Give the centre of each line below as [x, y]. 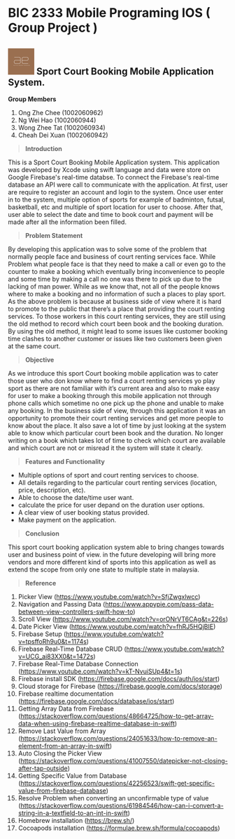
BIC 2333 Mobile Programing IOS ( [109, 13]
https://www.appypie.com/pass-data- [159, 604]
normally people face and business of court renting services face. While [112, 257]
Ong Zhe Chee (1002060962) [60, 113]
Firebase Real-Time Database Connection [78, 664]
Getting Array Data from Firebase [66, 708]
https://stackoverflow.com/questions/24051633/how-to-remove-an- [119, 738]
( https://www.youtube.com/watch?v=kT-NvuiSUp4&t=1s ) [100, 671]
